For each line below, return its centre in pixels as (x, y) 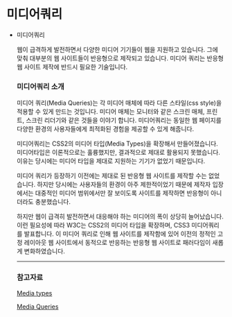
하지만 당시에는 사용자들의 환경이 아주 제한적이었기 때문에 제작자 (124, 185)
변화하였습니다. (44, 251)
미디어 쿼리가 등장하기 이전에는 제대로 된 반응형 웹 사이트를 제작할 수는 (111, 176)
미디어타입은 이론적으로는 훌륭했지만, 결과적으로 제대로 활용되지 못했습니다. (118, 153)
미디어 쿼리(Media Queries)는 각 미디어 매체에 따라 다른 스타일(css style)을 (119, 103)
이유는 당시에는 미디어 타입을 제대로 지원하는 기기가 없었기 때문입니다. (111, 161)
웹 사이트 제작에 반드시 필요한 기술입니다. (72, 67)
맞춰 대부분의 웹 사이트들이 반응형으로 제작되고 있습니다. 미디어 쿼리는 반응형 (120, 58)
